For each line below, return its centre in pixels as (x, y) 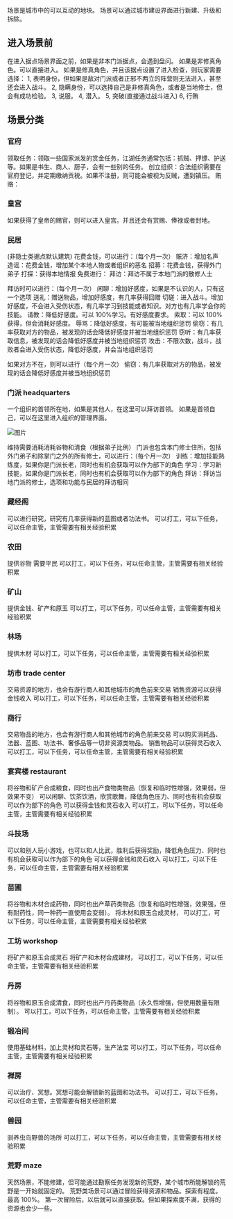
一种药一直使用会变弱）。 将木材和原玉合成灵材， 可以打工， (129, 913)
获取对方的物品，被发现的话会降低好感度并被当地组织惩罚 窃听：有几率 (114, 332)
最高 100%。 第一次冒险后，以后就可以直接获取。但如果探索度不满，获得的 (114, 1200)
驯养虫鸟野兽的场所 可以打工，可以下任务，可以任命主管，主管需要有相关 (111, 1137)
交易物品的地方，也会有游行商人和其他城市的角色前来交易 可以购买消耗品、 (114, 734)
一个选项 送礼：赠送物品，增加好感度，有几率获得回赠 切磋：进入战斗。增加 (115, 297)
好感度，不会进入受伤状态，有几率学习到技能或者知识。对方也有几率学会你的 (116, 306)
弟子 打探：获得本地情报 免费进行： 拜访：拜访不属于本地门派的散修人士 (110, 274)
